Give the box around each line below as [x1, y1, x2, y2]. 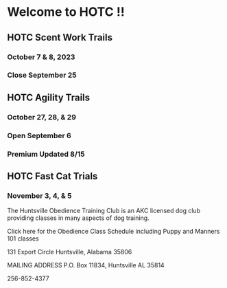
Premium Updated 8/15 [7, 149, 86, 159]
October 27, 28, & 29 [7, 112, 77, 122]
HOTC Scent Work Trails [7, 32, 113, 43]
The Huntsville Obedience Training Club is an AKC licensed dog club [7, 207, 201, 215]
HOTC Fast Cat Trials [7, 170, 98, 182]
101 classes [7, 234, 39, 243]
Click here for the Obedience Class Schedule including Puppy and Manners [7, 228, 220, 236]
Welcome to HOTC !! [7, 4, 125, 20]
